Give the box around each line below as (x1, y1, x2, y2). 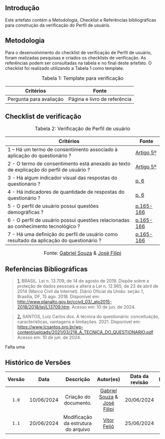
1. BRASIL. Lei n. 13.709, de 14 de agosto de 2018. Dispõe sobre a (17, 278, 149, 284)
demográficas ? (7, 209, 44, 216)
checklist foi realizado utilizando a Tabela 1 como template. (5, 65, 124, 71)
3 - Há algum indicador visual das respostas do (7, 175, 118, 181)
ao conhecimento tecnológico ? (7, 223, 80, 230)
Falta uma (5, 344, 26, 350)
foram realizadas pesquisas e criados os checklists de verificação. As (5, 55, 146, 60)
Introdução (5, 4, 40, 12)
